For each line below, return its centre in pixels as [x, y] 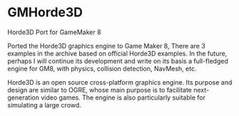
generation [23, 97]
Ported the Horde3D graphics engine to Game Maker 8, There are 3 [106, 46]
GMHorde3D [45, 12]
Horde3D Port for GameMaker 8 [54, 32]
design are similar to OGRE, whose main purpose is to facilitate [100, 90]
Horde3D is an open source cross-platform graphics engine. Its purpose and [120, 82]
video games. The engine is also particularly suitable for [123, 97]
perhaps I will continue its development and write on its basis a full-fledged [118, 60]
